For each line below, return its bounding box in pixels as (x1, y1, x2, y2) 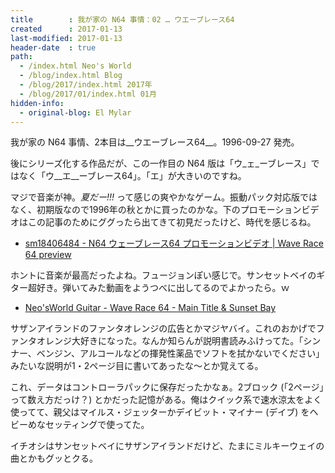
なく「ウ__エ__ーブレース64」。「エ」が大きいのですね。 (18, 170, 247, 182)
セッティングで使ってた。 (44, 419, 150, 431)
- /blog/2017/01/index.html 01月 (19, 89, 157, 99)
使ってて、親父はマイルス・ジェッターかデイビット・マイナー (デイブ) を (10, 406, 310, 418)
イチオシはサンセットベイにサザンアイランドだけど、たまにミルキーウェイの (10, 440, 325, 452)
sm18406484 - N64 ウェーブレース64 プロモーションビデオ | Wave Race (24, 237, 324, 250)
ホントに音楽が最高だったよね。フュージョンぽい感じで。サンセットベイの (10, 269, 317, 281)
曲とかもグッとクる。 (10, 452, 98, 465)
